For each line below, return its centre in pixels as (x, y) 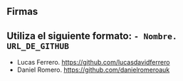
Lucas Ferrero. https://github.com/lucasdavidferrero (93, 63)
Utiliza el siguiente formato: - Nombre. (92, 36)
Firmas (22, 12)
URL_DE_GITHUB (38, 46)
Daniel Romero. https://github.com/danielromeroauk (93, 70)
